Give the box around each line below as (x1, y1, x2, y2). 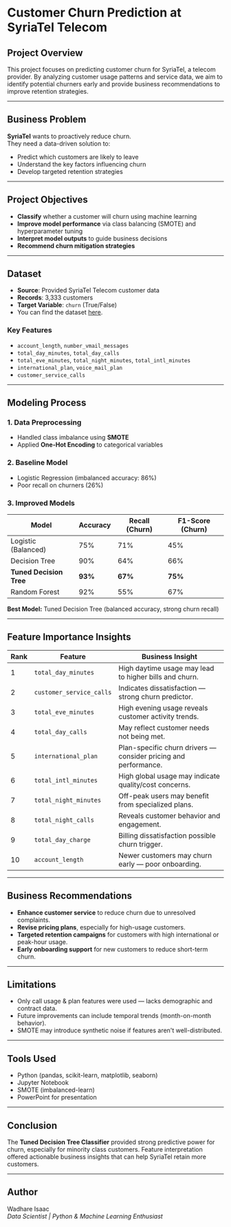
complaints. (16, 916, 50, 924)
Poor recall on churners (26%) (16, 481, 104, 489)
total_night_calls (34, 816, 95, 824)
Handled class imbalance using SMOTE (16, 433, 129, 442)
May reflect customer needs (118, 723, 210, 732)
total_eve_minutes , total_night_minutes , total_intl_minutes (16, 355, 191, 364)
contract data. (16, 1004, 57, 1012)
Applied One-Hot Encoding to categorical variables (16, 440, 164, 449)
